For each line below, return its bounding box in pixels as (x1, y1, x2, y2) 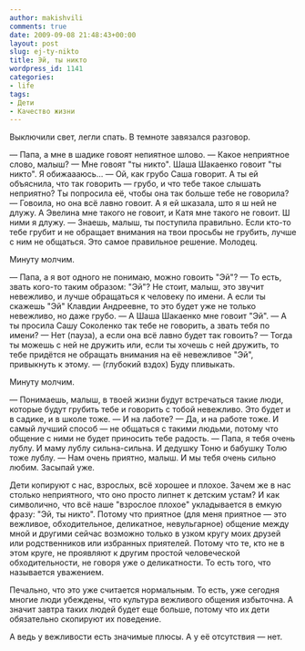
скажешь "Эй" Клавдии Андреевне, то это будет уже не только (9, 301, 257, 312)
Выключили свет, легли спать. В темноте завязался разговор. (9, 131, 251, 142)
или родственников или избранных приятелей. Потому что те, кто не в (9, 538, 285, 549)
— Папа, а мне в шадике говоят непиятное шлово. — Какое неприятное (9, 150, 290, 160)
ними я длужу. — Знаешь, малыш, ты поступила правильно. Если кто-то (9, 217, 291, 228)
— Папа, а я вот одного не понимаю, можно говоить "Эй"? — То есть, (9, 272, 282, 283)
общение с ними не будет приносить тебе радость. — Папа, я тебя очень (9, 433, 296, 444)
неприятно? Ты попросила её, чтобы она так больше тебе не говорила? (9, 188, 290, 199)
